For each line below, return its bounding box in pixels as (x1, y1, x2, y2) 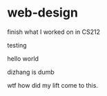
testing (7, 41, 27, 49)
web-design (7, 5, 78, 21)
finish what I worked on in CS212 (7, 28, 100, 36)
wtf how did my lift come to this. (7, 81, 99, 89)
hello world (7, 54, 39, 63)
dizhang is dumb (7, 68, 55, 76)
